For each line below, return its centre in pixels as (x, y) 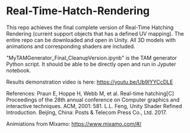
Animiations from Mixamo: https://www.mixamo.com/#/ (74, 123)
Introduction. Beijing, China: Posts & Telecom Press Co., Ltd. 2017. (87, 112)
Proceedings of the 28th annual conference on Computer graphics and (93, 100)
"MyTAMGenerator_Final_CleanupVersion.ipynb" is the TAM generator (91, 58)
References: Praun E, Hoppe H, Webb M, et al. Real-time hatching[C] (90, 93)
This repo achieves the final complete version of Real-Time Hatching (90, 27)
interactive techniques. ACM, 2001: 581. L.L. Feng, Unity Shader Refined (94, 106)
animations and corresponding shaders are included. (71, 46)
